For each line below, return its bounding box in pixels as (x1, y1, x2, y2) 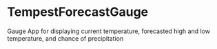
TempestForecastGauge (7, 4, 149, 20)
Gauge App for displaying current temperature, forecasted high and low (7, 27, 210, 35)
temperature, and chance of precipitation (7, 34, 124, 42)
